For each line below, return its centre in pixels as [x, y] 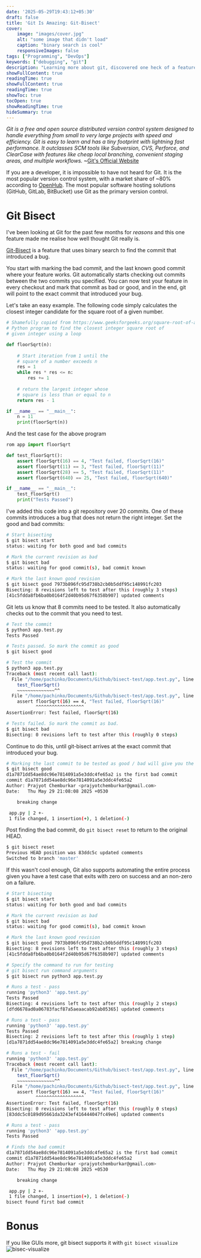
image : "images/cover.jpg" [51, 34]
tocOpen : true [24, 101]
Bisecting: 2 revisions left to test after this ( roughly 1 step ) [91, 1037]
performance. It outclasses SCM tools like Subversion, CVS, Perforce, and [98, 148]
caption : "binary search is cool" [60, 46]
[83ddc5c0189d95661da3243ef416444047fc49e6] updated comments [85, 1114]
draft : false [22, 17]
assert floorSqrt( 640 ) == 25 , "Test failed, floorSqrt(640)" [95, 478]
